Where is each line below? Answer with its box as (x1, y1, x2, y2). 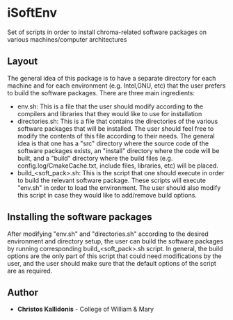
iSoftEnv (7, 5, 58, 21)
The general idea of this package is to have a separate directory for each (7, 74, 216, 82)
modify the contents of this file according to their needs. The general (17, 131, 215, 140)
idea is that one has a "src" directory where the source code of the (17, 139, 209, 147)
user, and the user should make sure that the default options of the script (7, 259, 217, 267)
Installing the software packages (7, 211, 153, 223)
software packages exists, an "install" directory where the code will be (17, 146, 220, 154)
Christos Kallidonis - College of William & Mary (17, 305, 154, 314)
